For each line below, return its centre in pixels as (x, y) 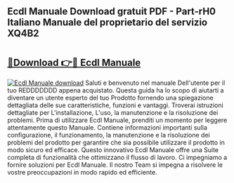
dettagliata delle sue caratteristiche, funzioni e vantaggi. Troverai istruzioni (115, 105)
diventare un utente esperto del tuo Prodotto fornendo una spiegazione (110, 98)
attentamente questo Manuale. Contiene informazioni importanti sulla (107, 128)
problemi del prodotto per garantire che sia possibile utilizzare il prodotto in (116, 142)
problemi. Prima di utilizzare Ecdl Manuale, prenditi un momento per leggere (117, 120)
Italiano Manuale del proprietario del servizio (108, 23)
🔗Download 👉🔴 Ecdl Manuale (74, 62)
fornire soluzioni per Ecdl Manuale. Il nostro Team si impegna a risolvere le (115, 165)
